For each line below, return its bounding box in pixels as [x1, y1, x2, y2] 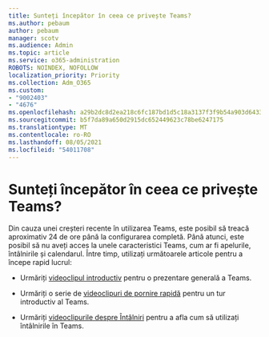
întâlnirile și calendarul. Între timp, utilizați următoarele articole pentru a [8, 249, 243, 259]
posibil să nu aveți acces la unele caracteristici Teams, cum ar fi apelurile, [8, 241, 251, 251]
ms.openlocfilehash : [8, 109, 78, 117]
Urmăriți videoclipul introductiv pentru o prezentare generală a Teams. [19, 273, 252, 283]
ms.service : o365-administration [8, 57, 120, 65]
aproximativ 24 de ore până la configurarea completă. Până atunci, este [8, 232, 244, 242]
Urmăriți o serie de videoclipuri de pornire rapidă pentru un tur [19, 289, 226, 299]
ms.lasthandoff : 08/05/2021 [8, 138, 102, 146]
